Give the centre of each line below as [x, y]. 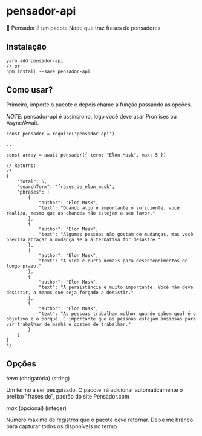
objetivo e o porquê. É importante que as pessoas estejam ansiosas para [101, 319]
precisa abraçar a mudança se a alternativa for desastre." [84, 239]
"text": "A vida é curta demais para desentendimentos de [113, 261]
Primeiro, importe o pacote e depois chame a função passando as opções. [99, 105]
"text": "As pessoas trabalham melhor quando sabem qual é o [117, 314]
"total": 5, [32, 181]
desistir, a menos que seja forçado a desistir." [70, 292]
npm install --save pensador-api [48, 71]
